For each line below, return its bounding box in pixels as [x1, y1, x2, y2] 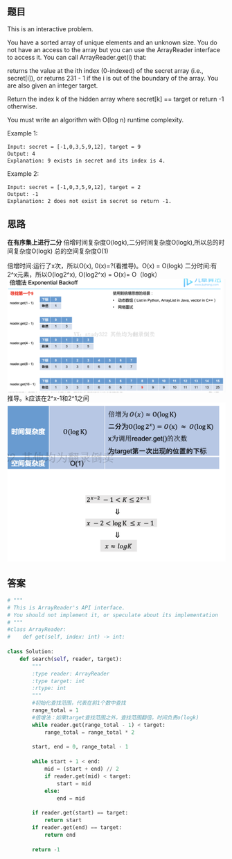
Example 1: [7, 129, 38, 137]
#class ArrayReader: [7, 626, 67, 633]
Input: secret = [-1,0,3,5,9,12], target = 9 [7, 143, 141, 150]
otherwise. [7, 102, 38, 111]
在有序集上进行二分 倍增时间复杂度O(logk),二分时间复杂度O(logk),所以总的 [7, 238, 219, 246]
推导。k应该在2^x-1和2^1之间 [7, 394, 90, 402]
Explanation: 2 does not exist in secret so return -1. [7, 197, 172, 204]
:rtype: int [32, 685, 67, 692]
